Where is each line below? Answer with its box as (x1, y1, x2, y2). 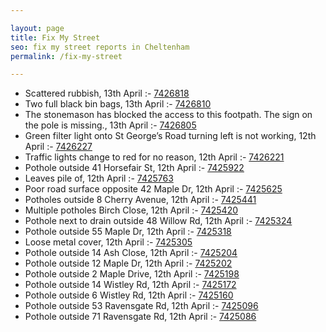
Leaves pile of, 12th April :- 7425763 (24, 172, 174, 185)
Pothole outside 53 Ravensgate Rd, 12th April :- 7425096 (24, 300, 259, 312)
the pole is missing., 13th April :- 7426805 (24, 119, 197, 131)
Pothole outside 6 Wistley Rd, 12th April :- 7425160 (24, 289, 234, 301)
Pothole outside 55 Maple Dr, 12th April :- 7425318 (24, 226, 232, 238)
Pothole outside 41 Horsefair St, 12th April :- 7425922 (24, 162, 245, 174)
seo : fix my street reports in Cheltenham (10, 42, 190, 52)
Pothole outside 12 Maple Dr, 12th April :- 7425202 (24, 257, 233, 270)
